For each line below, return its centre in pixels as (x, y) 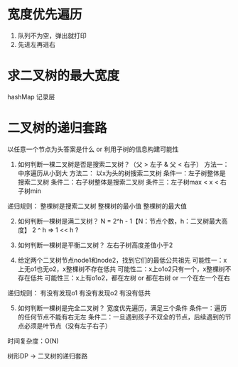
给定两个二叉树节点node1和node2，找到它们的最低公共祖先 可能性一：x (122, 260)
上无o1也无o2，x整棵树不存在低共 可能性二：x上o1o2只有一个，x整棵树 (121, 269)
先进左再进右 (36, 44)
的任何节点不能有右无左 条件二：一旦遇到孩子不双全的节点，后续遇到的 (121, 317)
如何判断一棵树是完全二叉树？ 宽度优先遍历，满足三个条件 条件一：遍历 (122, 308)
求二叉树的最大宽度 (64, 76)
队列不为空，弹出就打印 (52, 35)
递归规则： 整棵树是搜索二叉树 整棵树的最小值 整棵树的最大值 (97, 206)
